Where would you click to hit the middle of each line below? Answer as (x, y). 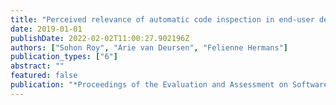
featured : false (44, 76)
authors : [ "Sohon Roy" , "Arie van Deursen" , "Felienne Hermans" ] (149, 47)
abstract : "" (37, 66)
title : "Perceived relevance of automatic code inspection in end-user (162, 19)
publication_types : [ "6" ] (64, 57)
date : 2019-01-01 (46, 29)
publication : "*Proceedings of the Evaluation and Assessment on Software (169, 85)
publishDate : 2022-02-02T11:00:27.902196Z (100, 38)
